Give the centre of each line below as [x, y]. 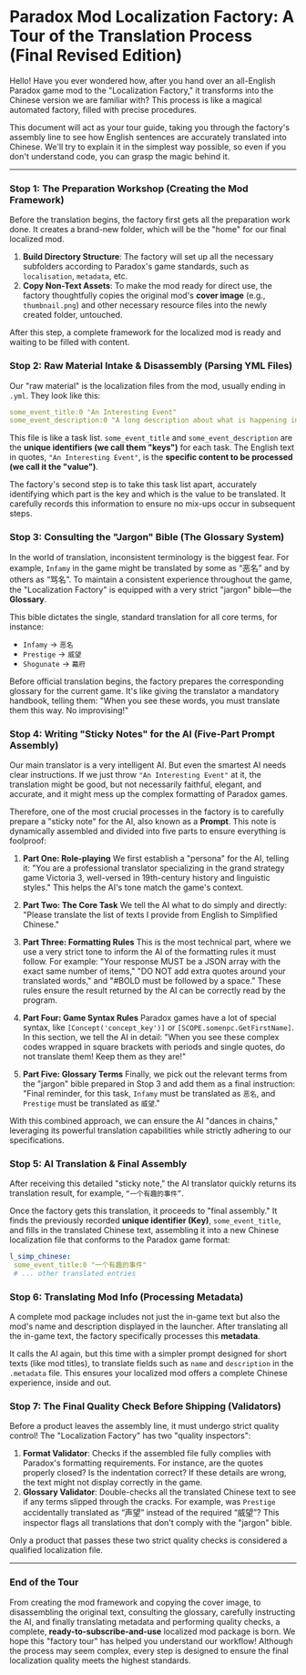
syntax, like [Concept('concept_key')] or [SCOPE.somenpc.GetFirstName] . [158, 1027]
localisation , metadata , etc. [75, 276]
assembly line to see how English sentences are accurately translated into [148, 137]
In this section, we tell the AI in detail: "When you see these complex [151, 1037]
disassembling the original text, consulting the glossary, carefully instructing [153, 1612]
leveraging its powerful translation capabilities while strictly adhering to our [150, 1130]
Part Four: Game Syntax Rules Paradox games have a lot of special [149, 1017]
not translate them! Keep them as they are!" [104, 1056]
